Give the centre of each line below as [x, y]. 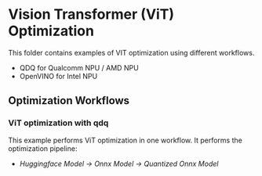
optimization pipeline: [43, 148]
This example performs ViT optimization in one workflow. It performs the [126, 140]
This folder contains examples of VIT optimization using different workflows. [131, 52]
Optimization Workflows [69, 101]
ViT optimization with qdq [58, 123]
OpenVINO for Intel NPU [58, 76]
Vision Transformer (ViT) [91, 14]
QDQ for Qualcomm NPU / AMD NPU [79, 67]
